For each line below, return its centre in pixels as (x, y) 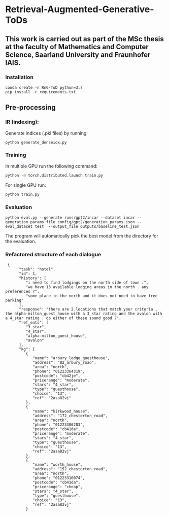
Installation (20, 77)
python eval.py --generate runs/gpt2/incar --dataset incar (70, 218)
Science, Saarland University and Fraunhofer (78, 55)
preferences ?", (22, 292)
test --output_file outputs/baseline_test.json (87, 227)
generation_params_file (30, 222)
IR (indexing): (22, 122)
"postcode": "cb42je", (56, 376)
